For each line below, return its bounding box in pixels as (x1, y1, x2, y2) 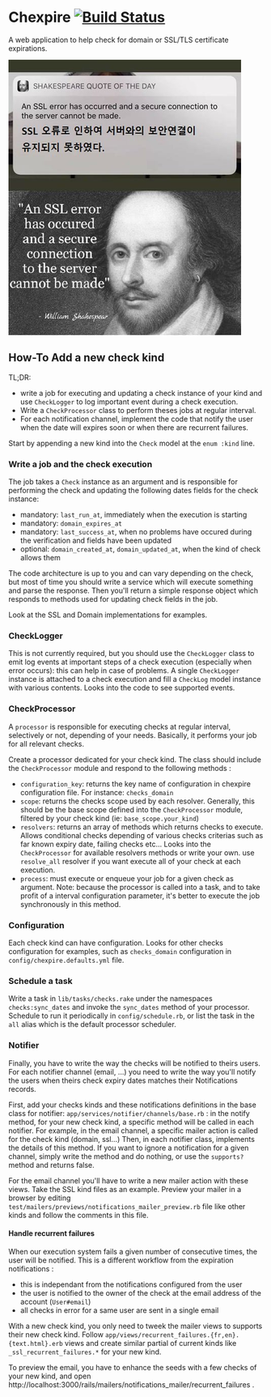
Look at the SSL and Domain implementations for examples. (8, 610, 208, 620)
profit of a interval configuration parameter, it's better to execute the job (19, 891, 260, 901)
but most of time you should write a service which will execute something (8, 577, 253, 587)
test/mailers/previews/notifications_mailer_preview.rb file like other (8, 1201, 246, 1211)
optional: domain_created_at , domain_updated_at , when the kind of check (19, 544, 261, 554)
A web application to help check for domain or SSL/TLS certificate (8, 35, 229, 45)
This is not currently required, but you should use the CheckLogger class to (8, 649, 255, 658)
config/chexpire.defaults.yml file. (8, 955, 125, 965)
